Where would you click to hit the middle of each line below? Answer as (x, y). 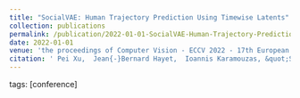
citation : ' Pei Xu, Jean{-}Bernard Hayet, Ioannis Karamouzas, (135, 59)
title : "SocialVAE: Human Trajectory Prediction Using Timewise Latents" (150, 17)
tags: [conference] (43, 84)
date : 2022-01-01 (42, 42)
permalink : (29, 34)
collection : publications (57, 26)
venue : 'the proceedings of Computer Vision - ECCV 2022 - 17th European (150, 51)
